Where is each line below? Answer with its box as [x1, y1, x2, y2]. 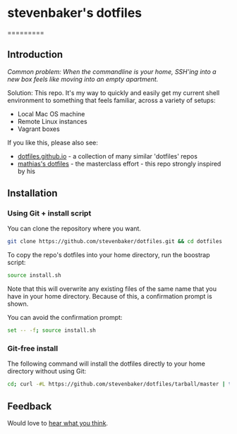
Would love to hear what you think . [7, 419, 108, 428]
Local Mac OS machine [17, 109, 85, 118]
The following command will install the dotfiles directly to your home [7, 359, 206, 368]
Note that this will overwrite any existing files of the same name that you [7, 285, 217, 293]
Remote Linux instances [17, 117, 87, 125]
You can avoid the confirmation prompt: [7, 314, 123, 322]
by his [17, 167, 35, 175]
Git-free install [7, 343, 59, 353]
